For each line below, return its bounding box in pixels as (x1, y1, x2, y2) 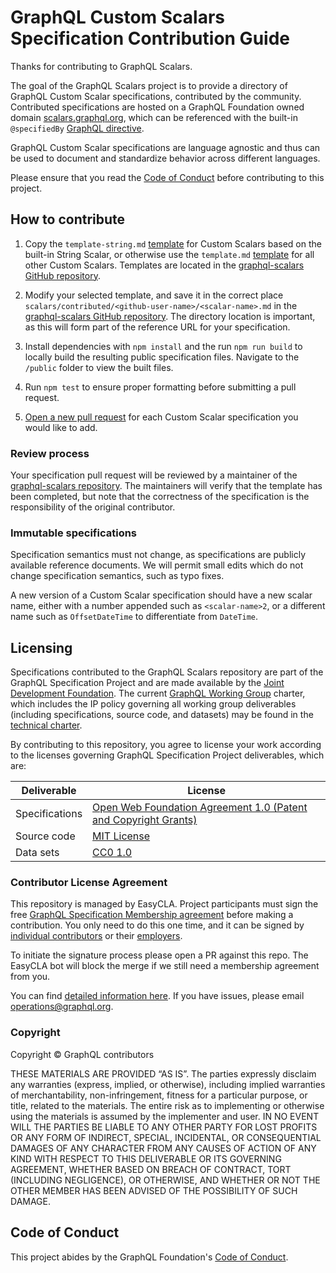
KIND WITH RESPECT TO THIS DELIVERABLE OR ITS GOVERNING (10, 1152, 282, 1165)
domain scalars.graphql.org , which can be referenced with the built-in (10, 111, 298, 123)
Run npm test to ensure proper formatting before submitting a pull (24, 381, 297, 393)
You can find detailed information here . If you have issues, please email (10, 990, 305, 1002)
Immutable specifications (10, 526, 138, 540)
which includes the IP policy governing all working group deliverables (10, 698, 297, 710)
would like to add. (24, 421, 98, 433)
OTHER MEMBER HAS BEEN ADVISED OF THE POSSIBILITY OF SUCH (10, 1184, 298, 1196)
